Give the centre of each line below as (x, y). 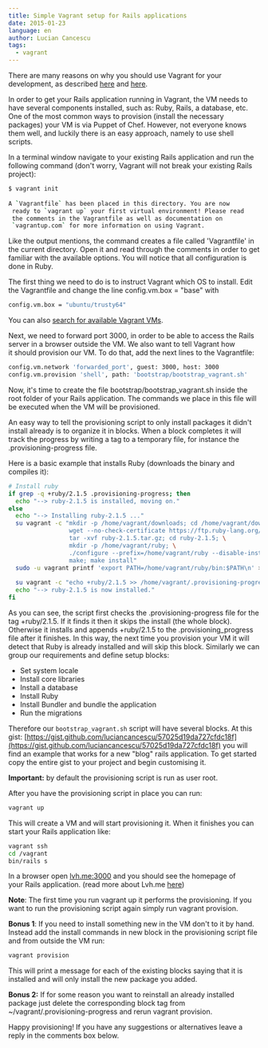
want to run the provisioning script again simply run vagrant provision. (123, 908)
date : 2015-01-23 (37, 23)
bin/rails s (28, 861)
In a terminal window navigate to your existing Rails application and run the (131, 157)
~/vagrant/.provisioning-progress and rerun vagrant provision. (110, 1012)
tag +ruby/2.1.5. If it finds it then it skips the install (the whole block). (120, 621)
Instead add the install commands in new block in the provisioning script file (133, 932)
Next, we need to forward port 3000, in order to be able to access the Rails (131, 336)
